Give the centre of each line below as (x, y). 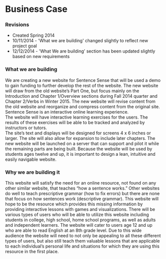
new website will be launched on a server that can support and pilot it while (82, 143)
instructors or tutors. (26, 128)
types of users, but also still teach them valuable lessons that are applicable (83, 241)
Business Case (36, 9)
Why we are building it (33, 172)
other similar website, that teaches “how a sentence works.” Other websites (83, 188)
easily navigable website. (31, 159)
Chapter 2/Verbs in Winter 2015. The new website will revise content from (81, 101)
